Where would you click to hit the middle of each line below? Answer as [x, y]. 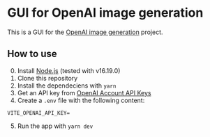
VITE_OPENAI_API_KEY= [39, 113]
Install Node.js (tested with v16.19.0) [69, 70]
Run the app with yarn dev [55, 126]
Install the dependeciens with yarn [67, 86]
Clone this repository [47, 78]
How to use [32, 54]
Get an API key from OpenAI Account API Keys [84, 92]
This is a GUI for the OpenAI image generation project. [85, 32]
